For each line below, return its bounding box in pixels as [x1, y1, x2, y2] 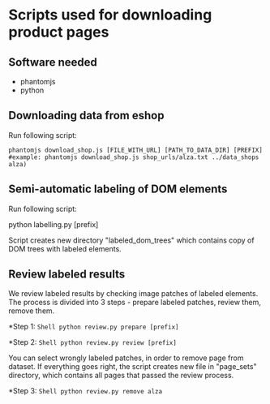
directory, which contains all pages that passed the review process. [8, 371, 234, 380]
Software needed [8, 55, 97, 69]
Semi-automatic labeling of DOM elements [8, 183, 228, 196]
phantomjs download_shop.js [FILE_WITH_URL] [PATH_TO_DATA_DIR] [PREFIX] [8, 146, 264, 154]
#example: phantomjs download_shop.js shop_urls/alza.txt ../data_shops [8, 153, 259, 161]
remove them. [8, 306, 55, 316]
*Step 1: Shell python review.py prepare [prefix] [8, 322, 179, 332]
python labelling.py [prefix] [8, 219, 99, 229]
